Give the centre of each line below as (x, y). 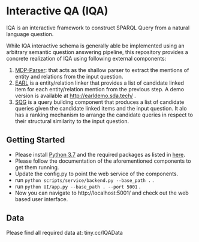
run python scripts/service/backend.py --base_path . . (85, 180)
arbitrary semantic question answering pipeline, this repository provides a (97, 52)
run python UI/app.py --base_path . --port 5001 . (78, 186)
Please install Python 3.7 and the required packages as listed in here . (100, 154)
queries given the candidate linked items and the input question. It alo (101, 108)
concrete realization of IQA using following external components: (86, 58)
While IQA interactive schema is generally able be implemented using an (95, 46)
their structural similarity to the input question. (72, 121)
